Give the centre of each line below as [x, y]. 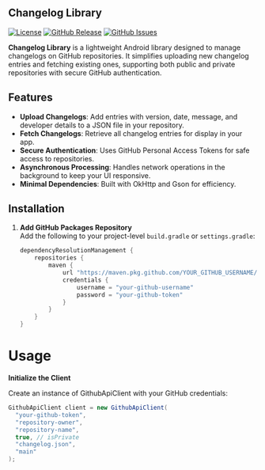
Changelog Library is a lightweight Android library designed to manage [125, 47]
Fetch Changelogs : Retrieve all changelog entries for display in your [131, 133]
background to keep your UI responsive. [85, 175]
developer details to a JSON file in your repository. [102, 125]
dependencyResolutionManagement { [76, 251]
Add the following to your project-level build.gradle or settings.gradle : [137, 236]
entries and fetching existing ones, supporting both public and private [122, 64]
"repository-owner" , [49, 423]
